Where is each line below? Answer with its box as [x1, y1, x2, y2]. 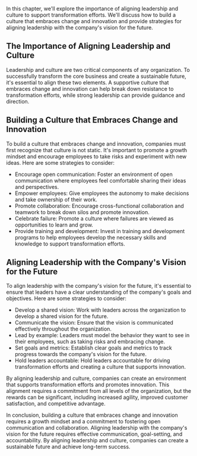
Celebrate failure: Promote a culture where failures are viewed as [14, 215, 174, 222]
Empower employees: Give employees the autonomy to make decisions [14, 190, 189, 197]
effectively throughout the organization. [14, 325, 112, 332]
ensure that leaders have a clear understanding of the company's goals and [6, 288, 192, 296]
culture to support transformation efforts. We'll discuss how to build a [6, 11, 176, 18]
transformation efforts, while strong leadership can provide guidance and [6, 92, 185, 99]
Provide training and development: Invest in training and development [14, 227, 185, 234]
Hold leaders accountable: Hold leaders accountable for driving [14, 357, 170, 364]
